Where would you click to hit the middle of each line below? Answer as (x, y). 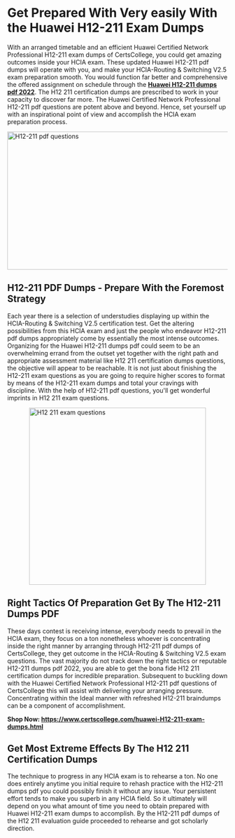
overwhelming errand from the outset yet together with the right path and (113, 353)
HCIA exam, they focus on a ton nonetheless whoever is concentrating (109, 638)
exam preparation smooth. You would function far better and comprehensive (117, 77)
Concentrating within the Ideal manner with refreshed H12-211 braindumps (114, 698)
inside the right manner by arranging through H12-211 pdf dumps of (104, 646)
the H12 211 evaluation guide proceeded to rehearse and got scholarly (108, 821)
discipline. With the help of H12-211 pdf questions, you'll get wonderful (109, 390)
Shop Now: (24, 719)
